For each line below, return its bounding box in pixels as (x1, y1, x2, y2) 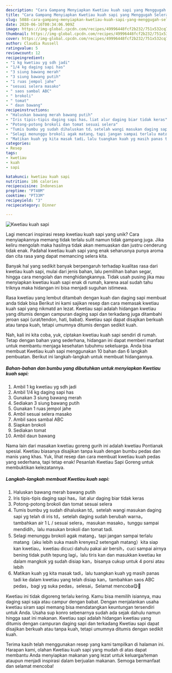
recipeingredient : (6, 55, 45, 60)
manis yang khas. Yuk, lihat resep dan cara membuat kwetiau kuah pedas (6, 453, 160, 459)
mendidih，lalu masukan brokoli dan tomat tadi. (13, 526, 114, 532)
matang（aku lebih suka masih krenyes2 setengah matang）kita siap (13, 539, 158, 545)
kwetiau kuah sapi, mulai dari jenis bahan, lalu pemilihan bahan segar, (6, 268, 152, 274)
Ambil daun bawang (13, 433, 56, 439)
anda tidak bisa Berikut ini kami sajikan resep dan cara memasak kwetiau (6, 300, 159, 306)
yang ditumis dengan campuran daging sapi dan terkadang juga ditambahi (6, 311, 162, 317)
